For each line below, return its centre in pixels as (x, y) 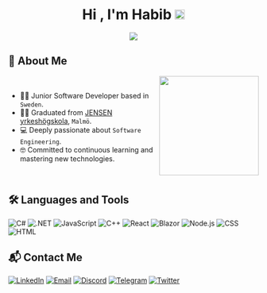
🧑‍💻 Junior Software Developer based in (84, 95)
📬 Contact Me (45, 257)
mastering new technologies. (67, 158)
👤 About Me (38, 61)
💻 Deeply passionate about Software (80, 129)
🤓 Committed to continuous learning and (86, 149)
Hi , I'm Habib (127, 15)
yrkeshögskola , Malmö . (56, 121)
